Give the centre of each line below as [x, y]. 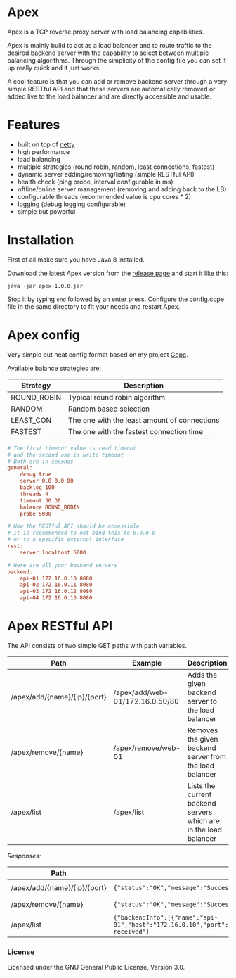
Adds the [202, 675]
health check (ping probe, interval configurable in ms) [95, 182]
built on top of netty [46, 144]
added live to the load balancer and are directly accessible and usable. [110, 96]
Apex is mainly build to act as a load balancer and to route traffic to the [110, 45]
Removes [203, 730]
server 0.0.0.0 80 [47, 481]
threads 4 [34, 494]
